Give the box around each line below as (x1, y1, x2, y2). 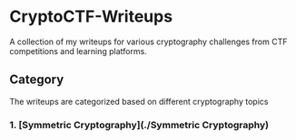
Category (9, 72, 64, 88)
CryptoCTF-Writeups (9, 6, 173, 27)
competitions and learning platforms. (9, 45, 147, 56)
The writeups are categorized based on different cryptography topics (9, 96, 269, 107)
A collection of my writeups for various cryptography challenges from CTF (9, 36, 288, 47)
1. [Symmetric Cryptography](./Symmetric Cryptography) (9, 118, 270, 131)
